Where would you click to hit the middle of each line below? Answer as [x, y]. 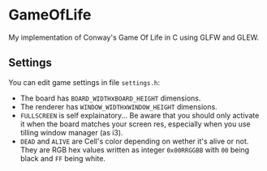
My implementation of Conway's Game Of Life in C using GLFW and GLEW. [134, 37]
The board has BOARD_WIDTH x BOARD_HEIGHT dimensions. [110, 98]
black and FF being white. [62, 158]
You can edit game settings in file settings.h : [84, 82]
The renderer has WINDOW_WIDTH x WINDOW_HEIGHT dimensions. [118, 106]
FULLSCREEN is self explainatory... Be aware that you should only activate [140, 115]
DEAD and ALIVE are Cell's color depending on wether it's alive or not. [134, 141]
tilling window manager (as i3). [71, 132]
